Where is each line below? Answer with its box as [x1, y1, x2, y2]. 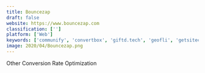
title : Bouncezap [6, 9, 51, 15]
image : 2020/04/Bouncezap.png [6, 43, 84, 49]
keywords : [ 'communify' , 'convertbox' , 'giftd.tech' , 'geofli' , [6, 37, 173, 43]
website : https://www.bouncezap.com [6, 20, 99, 26]
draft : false [6, 15, 40, 21]
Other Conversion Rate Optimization [6, 59, 97, 67]
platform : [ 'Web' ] [6, 32, 53, 38]
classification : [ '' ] [6, 26, 62, 32]
